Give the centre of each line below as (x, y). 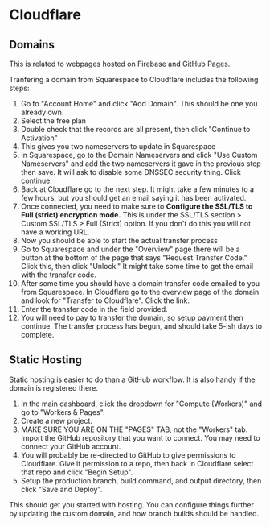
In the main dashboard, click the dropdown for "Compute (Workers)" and (141, 404)
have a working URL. (55, 232)
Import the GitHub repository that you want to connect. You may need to (140, 437)
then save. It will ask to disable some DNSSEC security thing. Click (131, 172)
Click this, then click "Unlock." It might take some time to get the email (137, 266)
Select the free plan (53, 121)
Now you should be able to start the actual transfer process (119, 240)
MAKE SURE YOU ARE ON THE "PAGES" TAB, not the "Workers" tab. (134, 429)
